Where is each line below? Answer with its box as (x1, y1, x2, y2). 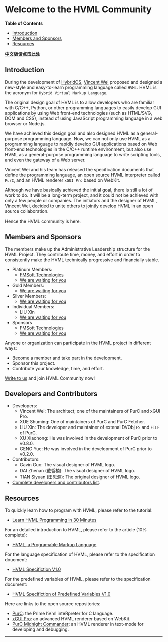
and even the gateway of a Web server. (5, 157, 86, 163)
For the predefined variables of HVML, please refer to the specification (5, 576, 151, 582)
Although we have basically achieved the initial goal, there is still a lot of (5, 187, 153, 193)
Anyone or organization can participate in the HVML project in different (5, 340, 151, 346)
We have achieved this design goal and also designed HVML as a (5, 130, 139, 136)
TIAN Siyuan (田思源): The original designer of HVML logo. (19, 474, 140, 480)
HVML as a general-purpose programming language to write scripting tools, (5, 151, 161, 157)
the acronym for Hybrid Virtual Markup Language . (5, 89, 108, 96)
